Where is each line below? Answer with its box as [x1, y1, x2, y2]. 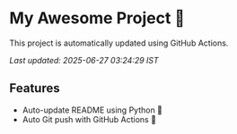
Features [9, 80, 60, 96]
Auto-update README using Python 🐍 [22, 105, 163, 115]
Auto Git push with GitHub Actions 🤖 [22, 113, 157, 124]
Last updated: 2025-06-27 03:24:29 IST [9, 54, 159, 65]
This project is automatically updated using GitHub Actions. [9, 38, 229, 48]
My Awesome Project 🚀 [9, 8, 186, 29]
